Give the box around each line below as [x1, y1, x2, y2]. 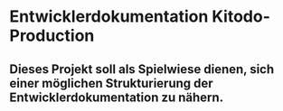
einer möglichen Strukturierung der [9, 75, 214, 91]
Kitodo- [212, 6, 271, 27]
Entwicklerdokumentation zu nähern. [9, 89, 224, 105]
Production [9, 25, 95, 46]
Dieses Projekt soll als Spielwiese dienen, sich [9, 61, 275, 77]
